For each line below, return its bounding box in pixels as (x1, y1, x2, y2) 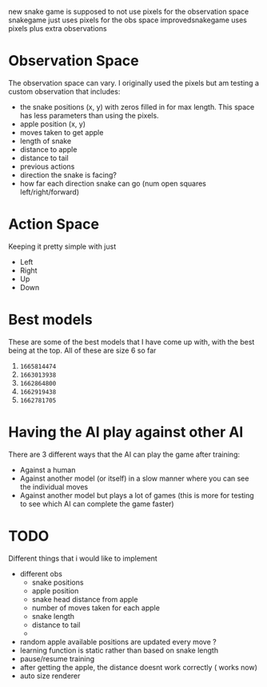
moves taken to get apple (19, 127, 104, 137)
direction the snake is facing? (19, 170, 118, 179)
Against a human (19, 465, 76, 474)
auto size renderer (19, 671, 81, 681)
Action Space (8, 215, 100, 234)
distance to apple (19, 144, 78, 154)
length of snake (19, 136, 72, 146)
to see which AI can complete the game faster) (19, 499, 174, 509)
